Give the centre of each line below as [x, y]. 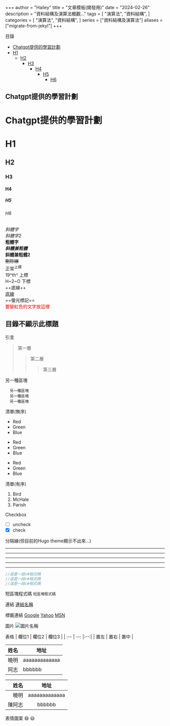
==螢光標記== [20, 300]
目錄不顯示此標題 [32, 324]
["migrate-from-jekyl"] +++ [34, 26]
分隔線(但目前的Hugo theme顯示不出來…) [48, 541]
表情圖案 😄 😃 [20, 718]
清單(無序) [16, 411]
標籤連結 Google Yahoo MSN [35, 615]
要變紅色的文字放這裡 [27, 306]
